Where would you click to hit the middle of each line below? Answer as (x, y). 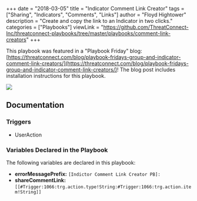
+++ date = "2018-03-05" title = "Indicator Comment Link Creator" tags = (95, 8)
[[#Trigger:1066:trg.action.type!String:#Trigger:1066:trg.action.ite (103, 187)
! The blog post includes (146, 69)
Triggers (19, 122)
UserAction (28, 135)
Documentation (35, 105)
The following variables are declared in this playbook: (71, 162)
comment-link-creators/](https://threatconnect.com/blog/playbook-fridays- (98, 63)
